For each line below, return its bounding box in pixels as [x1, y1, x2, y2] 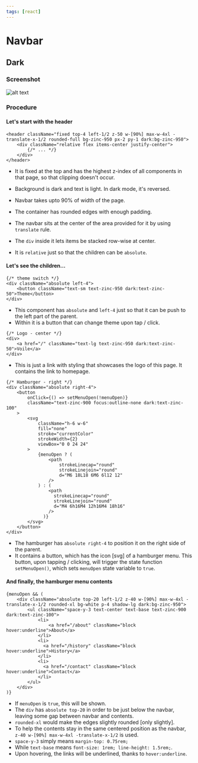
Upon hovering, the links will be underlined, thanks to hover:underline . [14, 750, 187, 757]
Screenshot [6, 75, 40, 83]
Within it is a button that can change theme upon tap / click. [14, 319, 161, 326]
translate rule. [14, 226, 51, 233]
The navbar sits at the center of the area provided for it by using [14, 219, 171, 226]
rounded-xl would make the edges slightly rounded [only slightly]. [14, 719, 175, 726]
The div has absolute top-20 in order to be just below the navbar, [14, 706, 174, 713]
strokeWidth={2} [37, 436, 78, 442]
